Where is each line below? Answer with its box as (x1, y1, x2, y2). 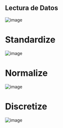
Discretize (5, 101, 47, 112)
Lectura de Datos (5, 4, 59, 12)
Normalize (5, 67, 48, 78)
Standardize (5, 34, 56, 45)
